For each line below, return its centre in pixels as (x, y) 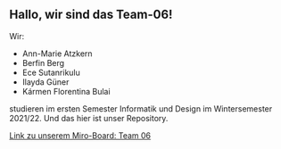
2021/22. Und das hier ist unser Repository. (89, 118)
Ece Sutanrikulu (51, 72)
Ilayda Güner (45, 82)
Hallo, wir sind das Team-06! (91, 15)
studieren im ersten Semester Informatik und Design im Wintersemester (141, 108)
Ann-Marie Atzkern (57, 54)
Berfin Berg (43, 62)
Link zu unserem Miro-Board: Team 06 (80, 135)
